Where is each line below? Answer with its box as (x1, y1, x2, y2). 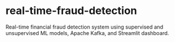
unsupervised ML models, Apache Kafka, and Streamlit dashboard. (5, 29, 170, 36)
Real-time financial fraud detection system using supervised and (5, 23, 164, 30)
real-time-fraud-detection (5, 4, 138, 17)
